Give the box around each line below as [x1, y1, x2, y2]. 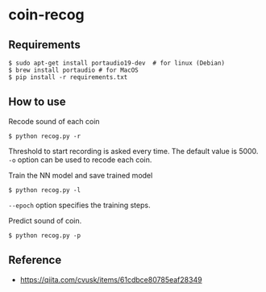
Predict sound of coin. [8, 215, 82, 225]
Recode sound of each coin [8, 116, 100, 126]
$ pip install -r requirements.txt [8, 73, 128, 81]
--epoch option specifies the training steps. [8, 200, 151, 210]
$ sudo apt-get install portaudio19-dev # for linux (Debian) [8, 59, 226, 67]
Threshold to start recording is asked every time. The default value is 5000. [8, 146, 259, 156]
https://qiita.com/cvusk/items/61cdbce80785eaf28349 [19, 274, 203, 284]
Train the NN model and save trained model [8, 170, 153, 180]
